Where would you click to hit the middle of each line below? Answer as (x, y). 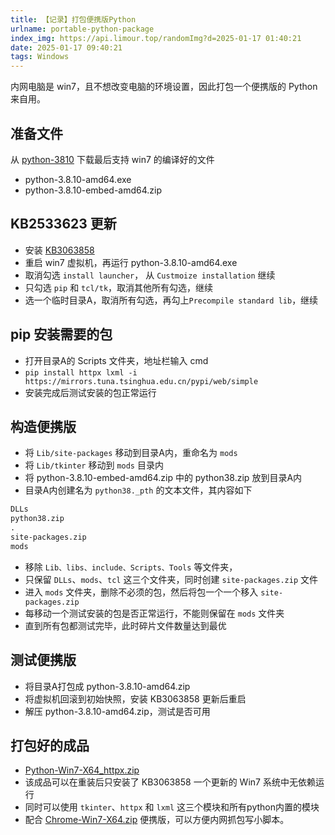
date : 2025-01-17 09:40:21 (66, 47)
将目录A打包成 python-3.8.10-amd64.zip (107, 686)
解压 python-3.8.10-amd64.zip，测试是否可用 (117, 711)
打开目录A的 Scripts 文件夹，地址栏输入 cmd (116, 360)
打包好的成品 (50, 745)
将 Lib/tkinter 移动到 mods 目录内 (94, 465)
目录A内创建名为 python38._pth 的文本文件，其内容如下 (138, 490)
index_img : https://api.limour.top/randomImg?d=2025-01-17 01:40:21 (156, 38)
